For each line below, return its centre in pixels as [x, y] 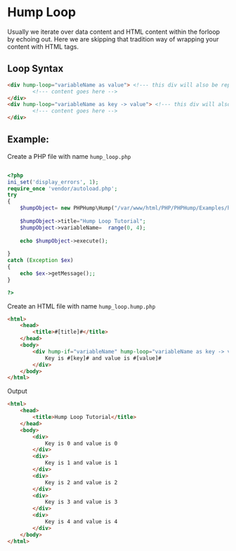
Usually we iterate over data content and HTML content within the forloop [113, 32]
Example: [28, 140]
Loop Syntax [35, 69]
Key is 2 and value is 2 [81, 482]
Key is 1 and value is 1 [81, 463]
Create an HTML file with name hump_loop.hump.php [81, 306]
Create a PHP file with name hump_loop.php [69, 156]
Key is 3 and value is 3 [81, 502]
